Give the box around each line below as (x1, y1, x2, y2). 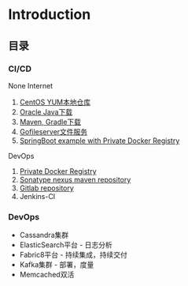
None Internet (8, 81, 53, 90)
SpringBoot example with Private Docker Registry (19, 136, 180, 145)
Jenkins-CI (19, 191, 56, 201)
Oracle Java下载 (19, 107, 73, 116)
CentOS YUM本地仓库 (19, 97, 91, 107)
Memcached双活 (19, 270, 75, 280)
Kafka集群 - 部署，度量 (19, 260, 94, 269)
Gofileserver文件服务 (19, 126, 88, 136)
